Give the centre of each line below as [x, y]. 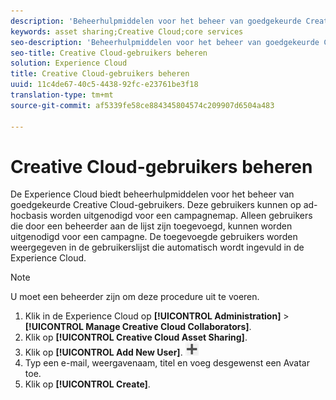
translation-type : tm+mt [62, 95]
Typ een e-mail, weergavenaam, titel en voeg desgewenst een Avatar [167, 363]
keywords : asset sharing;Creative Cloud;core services [127, 31]
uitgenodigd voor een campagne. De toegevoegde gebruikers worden [154, 237]
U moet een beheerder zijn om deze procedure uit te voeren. [135, 297]
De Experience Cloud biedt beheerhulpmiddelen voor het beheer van [152, 194]
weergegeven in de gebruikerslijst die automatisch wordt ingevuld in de [157, 247]
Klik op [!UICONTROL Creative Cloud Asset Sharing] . [136, 337]
